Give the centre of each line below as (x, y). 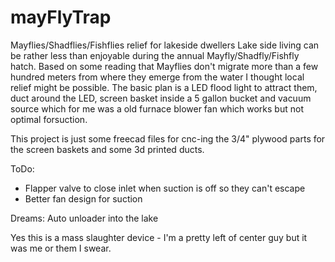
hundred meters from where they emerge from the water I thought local (157, 77)
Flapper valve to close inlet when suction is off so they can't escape (165, 188)
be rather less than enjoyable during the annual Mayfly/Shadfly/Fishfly (155, 55)
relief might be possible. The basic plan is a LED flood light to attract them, (164, 87)
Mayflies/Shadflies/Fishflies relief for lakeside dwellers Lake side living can (165, 45)
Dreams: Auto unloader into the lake (84, 218)
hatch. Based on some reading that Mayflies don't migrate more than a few (164, 66)
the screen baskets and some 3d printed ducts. (107, 149)
